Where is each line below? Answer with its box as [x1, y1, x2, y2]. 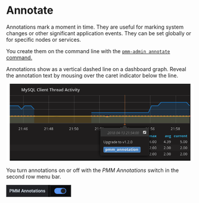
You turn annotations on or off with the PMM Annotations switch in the [6, 167, 179, 174]
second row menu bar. [6, 173, 61, 180]
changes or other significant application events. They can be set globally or [6, 29, 192, 36]
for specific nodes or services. [6, 36, 82, 43]
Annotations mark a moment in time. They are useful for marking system [6, 23, 184, 30]
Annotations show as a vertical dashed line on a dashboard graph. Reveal [6, 65, 186, 72]
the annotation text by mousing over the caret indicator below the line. [6, 72, 179, 79]
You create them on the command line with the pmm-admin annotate [6, 47, 170, 54]
